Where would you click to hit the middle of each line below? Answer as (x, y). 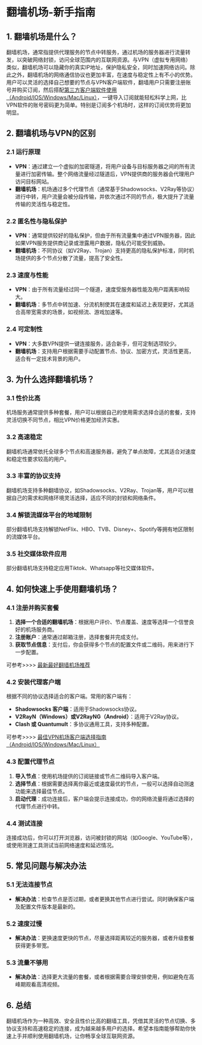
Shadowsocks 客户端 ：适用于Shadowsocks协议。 (77, 709)
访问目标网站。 (33, 181)
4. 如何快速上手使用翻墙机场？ (62, 589)
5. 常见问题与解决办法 (46, 866)
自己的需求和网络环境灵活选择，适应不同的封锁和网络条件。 (85, 498)
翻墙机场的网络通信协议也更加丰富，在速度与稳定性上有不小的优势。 (111, 75)
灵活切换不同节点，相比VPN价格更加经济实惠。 (65, 420)
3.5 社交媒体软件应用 (37, 554)
